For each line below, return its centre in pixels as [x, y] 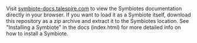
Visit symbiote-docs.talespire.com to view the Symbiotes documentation [94, 9]
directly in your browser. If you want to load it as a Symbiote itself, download [98, 15]
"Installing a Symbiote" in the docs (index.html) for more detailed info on [94, 27]
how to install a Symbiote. [37, 34]
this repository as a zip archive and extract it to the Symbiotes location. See [98, 21]
